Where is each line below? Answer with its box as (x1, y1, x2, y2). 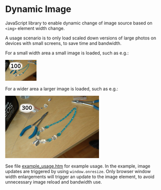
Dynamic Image (5, 3, 71, 15)
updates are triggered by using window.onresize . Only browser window (5, 168, 151, 174)
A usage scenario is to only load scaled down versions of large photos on (5, 35, 156, 41)
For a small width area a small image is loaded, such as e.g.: (5, 50, 129, 56)
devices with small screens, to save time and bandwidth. (5, 40, 121, 46)
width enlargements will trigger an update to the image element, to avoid (5, 174, 155, 180)
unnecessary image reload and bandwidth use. (5, 179, 102, 185)
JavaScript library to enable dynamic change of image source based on (5, 20, 152, 26)
